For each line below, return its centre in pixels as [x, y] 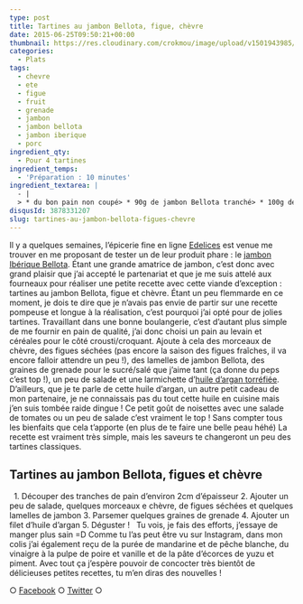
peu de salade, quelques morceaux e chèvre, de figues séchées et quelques [151, 506]
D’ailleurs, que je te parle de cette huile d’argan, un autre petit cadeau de [144, 388]
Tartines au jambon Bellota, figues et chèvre [136, 475]
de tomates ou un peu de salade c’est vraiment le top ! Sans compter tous [146, 417]
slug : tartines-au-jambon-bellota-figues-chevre [102, 219]
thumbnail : [30, 43]
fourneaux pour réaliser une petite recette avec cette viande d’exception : [146, 283]
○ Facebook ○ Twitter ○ [56, 590]
